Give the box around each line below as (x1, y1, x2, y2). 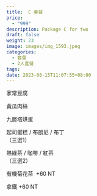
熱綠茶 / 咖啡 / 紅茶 (6, 149, 54, 157)
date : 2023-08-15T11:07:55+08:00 (6, 72, 92, 78)
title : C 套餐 (6, 9, 43, 15)
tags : (6, 66, 20, 73)
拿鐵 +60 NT (6, 183, 38, 190)
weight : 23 (6, 37, 34, 44)
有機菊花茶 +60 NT (6, 170, 56, 178)
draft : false (6, 32, 40, 38)
